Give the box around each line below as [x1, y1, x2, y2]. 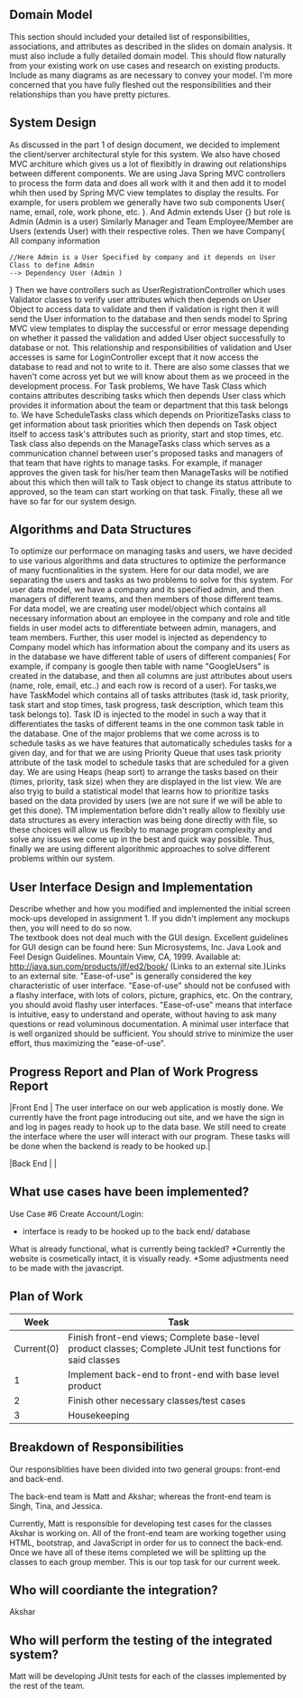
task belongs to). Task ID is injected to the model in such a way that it [9, 709, 267, 720]
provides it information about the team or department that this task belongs [9, 400, 289, 410]
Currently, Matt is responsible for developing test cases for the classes [9, 1518, 272, 1529]
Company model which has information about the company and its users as [9, 642, 290, 653]
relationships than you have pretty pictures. [9, 89, 171, 99]
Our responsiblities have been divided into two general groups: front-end [9, 1464, 281, 1475]
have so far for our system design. [9, 495, 137, 506]
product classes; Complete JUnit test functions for [68, 1342, 281, 1354]
